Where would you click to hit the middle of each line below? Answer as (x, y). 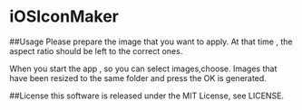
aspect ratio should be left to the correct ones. (96, 50)
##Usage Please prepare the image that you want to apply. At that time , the (151, 41)
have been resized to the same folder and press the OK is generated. (138, 78)
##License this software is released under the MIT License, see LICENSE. (146, 96)
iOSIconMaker (64, 17)
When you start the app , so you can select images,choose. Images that (143, 69)
